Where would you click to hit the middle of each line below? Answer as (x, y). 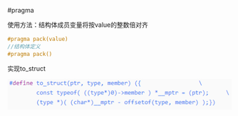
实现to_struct (27, 68)
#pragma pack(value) (38, 39)
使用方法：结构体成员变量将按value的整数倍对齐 (78, 25)
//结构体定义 (24, 46)
